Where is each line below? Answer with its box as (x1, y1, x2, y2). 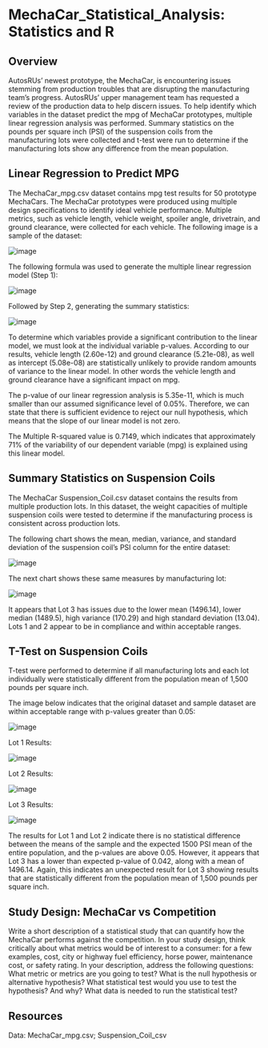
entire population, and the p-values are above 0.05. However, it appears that (8, 848, 260, 857)
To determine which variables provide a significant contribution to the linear (8, 332, 258, 342)
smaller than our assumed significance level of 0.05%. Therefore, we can (8, 399, 250, 408)
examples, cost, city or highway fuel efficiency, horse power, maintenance (8, 952, 254, 962)
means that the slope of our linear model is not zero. (8, 416, 181, 425)
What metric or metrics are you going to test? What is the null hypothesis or (8, 969, 258, 978)
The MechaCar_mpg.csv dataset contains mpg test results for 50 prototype (8, 188, 258, 198)
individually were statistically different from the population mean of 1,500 (8, 674, 249, 684)
